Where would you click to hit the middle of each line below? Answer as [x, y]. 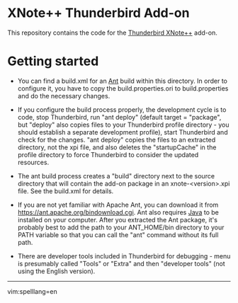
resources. [33, 162]
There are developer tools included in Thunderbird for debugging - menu [124, 256]
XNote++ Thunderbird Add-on [98, 13]
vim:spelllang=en [33, 291]
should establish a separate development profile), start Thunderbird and [123, 132]
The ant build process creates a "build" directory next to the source [116, 176]
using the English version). [56, 271]
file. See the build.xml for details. [66, 191]
